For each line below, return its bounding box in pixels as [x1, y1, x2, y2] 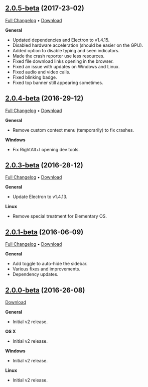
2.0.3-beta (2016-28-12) [5, 161, 84, 170]
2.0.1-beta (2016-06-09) [5, 228, 84, 236]
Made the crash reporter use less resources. [12, 53, 105, 59]
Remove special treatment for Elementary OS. [12, 213, 107, 219]
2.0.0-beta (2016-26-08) [5, 286, 85, 295]
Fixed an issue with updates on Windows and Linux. [12, 63, 120, 69]
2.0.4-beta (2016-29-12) [5, 94, 84, 103]
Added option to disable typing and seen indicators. [12, 47, 120, 53]
